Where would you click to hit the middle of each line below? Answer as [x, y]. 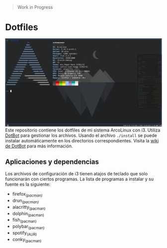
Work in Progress [35, 7]
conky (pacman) [27, 240]
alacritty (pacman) [29, 207]
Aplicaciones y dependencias [52, 162]
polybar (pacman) [28, 227]
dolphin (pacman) [28, 214]
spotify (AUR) [25, 234]
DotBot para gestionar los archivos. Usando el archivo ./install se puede [81, 135]
